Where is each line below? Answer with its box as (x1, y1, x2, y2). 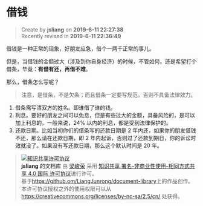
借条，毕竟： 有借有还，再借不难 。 (6, 65, 91, 73)
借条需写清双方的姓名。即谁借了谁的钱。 (14, 104, 116, 111)
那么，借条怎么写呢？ (6, 78, 59, 85)
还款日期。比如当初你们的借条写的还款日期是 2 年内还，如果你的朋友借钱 (14, 127, 196, 134)
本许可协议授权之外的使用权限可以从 (21, 185, 112, 192)
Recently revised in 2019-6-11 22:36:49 (21, 32, 121, 39)
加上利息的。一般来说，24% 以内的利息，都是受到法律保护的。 (14, 119, 172, 126)
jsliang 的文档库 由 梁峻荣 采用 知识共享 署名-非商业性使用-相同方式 (21, 162, 190, 170)
